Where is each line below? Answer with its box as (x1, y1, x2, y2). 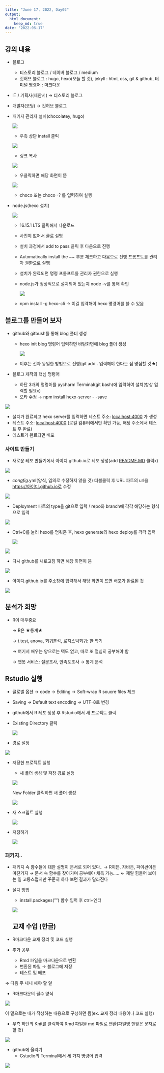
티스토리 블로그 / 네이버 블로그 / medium (19, 69, 98, 75)
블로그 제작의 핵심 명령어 (12, 371, 60, 377)
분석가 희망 (5, 603, 37, 611)
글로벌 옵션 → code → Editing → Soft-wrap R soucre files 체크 (12, 689, 136, 694)
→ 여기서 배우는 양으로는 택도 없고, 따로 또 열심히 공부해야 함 (12, 648, 129, 654)
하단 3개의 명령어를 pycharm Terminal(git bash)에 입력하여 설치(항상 (19, 381, 153, 387)
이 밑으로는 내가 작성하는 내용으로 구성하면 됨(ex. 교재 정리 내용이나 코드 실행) (5, 1010, 155, 1016)
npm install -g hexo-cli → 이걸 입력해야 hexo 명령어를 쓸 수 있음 (19, 300, 144, 306)
